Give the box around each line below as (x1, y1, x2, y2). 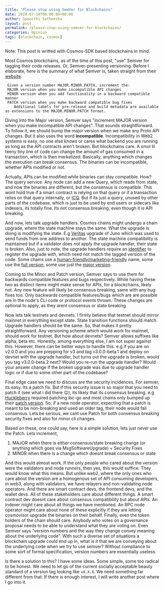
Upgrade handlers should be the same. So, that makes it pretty (5, 323, 132, 328)
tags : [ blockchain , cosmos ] (5, 35, 63, 40)
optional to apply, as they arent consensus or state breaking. (5, 302, 127, 308)
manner (5, 95, 19, 101)
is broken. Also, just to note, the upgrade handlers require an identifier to (5, 246, 152, 252)
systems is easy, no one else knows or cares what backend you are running (5, 138, 158, 144)
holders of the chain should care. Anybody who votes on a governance (5, 517, 148, 523)
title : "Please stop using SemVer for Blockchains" (5, 7, 113, 12)
